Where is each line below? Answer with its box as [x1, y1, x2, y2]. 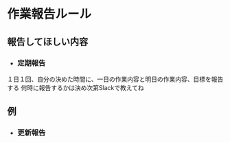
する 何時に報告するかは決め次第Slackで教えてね [7, 83, 144, 91]
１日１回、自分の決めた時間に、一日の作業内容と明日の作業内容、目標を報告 [7, 75, 224, 83]
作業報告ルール [7, 6, 92, 22]
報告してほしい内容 [7, 36, 89, 47]
